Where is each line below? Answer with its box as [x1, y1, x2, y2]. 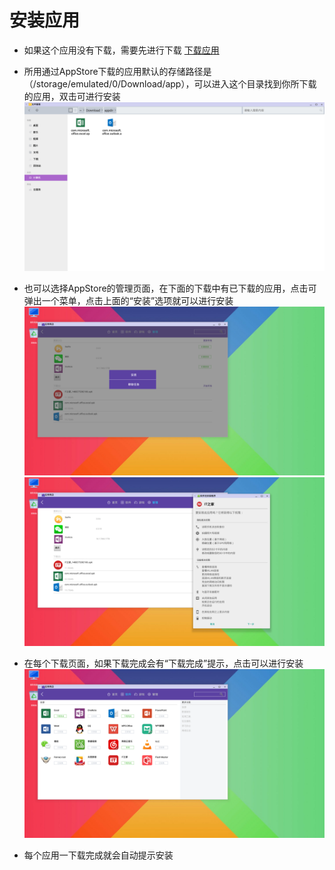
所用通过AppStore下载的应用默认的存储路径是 [23, 65, 212, 77]
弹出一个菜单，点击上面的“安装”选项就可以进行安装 [23, 295, 234, 307]
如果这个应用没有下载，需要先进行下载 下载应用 [23, 44, 220, 56]
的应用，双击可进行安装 [23, 90, 121, 102]
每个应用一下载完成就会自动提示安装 [23, 849, 174, 861]
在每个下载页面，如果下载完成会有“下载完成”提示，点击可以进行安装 [23, 657, 304, 670]
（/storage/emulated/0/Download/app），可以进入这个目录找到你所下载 [23, 77, 317, 90]
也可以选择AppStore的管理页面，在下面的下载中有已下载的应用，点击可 [23, 282, 317, 295]
